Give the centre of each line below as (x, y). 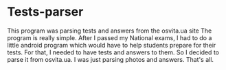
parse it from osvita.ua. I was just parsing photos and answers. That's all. (111, 59)
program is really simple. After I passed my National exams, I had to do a (110, 37)
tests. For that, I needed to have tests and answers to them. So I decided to (113, 52)
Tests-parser (45, 12)
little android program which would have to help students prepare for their (112, 45)
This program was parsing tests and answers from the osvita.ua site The (110, 31)
